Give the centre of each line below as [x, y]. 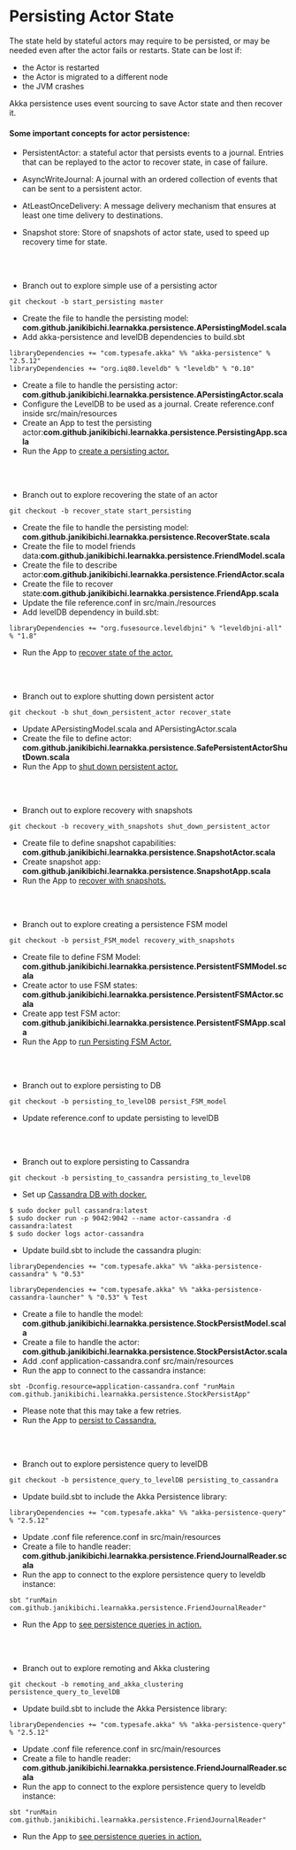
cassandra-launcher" [47, 1298]
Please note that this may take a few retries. [102, 1411]
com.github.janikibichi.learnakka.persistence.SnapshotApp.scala [146, 871]
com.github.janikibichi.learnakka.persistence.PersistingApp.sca [165, 432]
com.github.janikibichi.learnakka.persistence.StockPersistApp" [130, 1395]
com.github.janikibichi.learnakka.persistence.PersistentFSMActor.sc [153, 995]
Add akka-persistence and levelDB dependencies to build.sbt [133, 337]
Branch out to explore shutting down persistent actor [118, 696]
